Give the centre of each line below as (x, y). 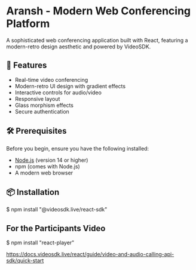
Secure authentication (42, 111)
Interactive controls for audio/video (58, 92)
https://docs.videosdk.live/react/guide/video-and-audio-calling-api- (90, 254)
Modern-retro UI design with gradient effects (70, 86)
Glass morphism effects (44, 105)
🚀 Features (27, 65)
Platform (28, 24)
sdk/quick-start (25, 260)
